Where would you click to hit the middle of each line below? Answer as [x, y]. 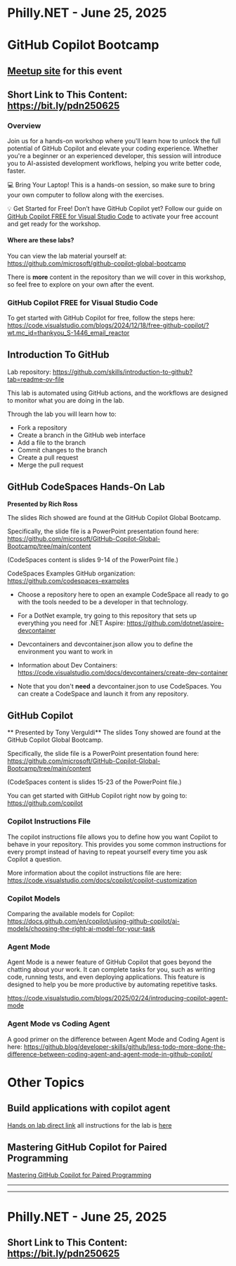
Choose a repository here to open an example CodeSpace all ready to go [123, 594]
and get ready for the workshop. [54, 224]
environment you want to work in [65, 651]
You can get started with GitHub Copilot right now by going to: [97, 796]
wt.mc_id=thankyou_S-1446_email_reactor [68, 332]
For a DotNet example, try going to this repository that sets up [107, 615]
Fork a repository [42, 427]
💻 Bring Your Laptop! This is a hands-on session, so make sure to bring [111, 185]
